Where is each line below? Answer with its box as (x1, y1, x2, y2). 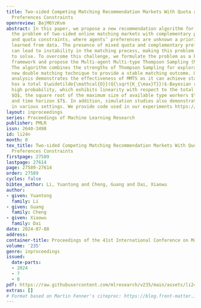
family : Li (11, 198, 39, 204)
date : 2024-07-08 (6, 226, 50, 232)
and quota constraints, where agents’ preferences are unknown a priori (11, 37, 197, 43)
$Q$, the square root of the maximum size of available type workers (11, 92, 188, 98)
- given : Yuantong (6, 192, 52, 198)
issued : (6, 254, 26, 260)
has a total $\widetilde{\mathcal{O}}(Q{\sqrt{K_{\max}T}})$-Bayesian (11, 81, 191, 87)
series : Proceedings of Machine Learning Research (6, 114, 135, 120)
